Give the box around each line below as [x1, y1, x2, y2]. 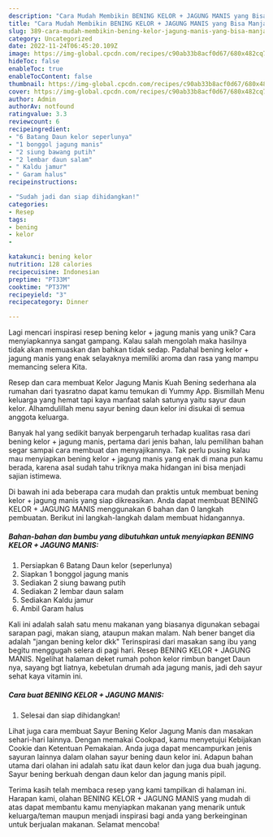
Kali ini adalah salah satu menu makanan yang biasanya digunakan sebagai [8, 619, 260, 630]
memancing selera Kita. [8, 362, 88, 372]
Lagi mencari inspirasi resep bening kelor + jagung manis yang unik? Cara [8, 327, 256, 337]
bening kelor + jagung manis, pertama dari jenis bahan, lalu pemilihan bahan [8, 436, 264, 447]
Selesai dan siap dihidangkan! [19, 710, 120, 720]
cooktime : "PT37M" [8, 283, 71, 291]
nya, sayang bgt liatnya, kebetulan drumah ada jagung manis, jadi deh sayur [8, 663, 262, 673]
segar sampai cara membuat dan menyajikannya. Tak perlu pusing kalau [8, 445, 250, 455]
